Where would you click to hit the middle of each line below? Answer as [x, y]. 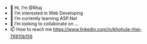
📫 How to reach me [31, 29]
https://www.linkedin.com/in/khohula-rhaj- [97, 29]
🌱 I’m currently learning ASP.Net [43, 18]
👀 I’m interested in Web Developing [46, 13]
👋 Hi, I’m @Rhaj [26, 8]
